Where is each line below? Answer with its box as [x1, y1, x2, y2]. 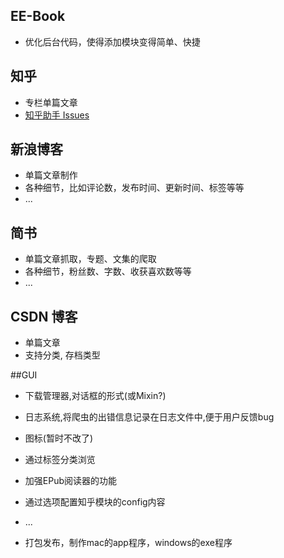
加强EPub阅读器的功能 [24, 475, 118, 487]
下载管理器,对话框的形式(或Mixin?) [24, 390, 167, 402]
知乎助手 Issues [24, 109, 90, 121]
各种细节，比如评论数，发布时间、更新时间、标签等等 [24, 182, 245, 194]
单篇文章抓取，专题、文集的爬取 [24, 253, 157, 265]
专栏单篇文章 [24, 96, 78, 108]
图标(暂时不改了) [24, 432, 94, 444]
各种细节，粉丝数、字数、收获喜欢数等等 [24, 265, 192, 278]
